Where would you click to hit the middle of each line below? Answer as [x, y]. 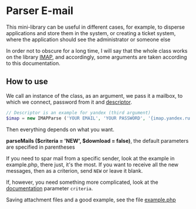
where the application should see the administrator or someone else [88, 39]
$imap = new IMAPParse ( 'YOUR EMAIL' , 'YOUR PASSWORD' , [76, 118]
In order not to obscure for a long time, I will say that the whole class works [97, 50]
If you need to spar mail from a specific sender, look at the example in [90, 158]
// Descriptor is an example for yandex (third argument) [78, 112]
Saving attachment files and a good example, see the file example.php [91, 200]
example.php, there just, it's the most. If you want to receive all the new [92, 165]
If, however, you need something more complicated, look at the [82, 182]
